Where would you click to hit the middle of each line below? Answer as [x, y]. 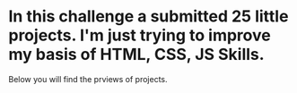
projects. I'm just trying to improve [140, 35]
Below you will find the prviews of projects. [88, 79]
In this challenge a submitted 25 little [148, 17]
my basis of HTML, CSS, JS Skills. [137, 55]
